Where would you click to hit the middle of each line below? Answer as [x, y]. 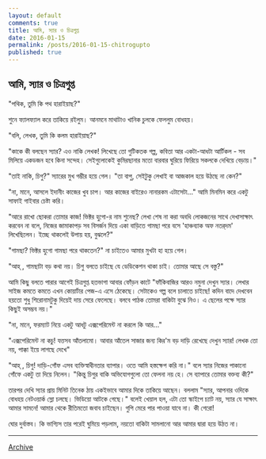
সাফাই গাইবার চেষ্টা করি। [37, 201]
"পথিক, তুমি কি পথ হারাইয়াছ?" [44, 103]
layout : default [35, 15]
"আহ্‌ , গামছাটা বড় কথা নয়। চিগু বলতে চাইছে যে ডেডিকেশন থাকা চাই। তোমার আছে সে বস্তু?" [116, 266]
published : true [35, 52]
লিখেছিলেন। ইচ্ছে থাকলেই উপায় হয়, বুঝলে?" [61, 234]
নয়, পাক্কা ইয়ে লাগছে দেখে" [39, 349]
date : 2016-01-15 [37, 38]
